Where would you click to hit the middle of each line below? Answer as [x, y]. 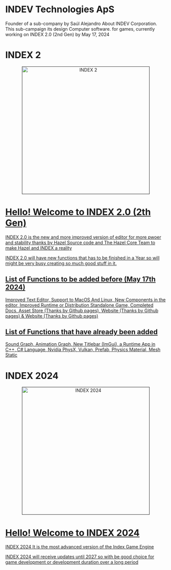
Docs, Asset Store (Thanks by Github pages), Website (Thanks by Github [82, 311]
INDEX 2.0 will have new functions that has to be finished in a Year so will [82, 258]
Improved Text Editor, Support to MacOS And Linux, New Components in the [86, 299]
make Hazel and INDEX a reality [39, 248]
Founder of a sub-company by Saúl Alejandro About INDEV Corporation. [81, 23]
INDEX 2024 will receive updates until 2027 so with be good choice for [80, 557]
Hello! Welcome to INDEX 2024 [72, 533]
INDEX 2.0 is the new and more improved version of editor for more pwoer [83, 237]
